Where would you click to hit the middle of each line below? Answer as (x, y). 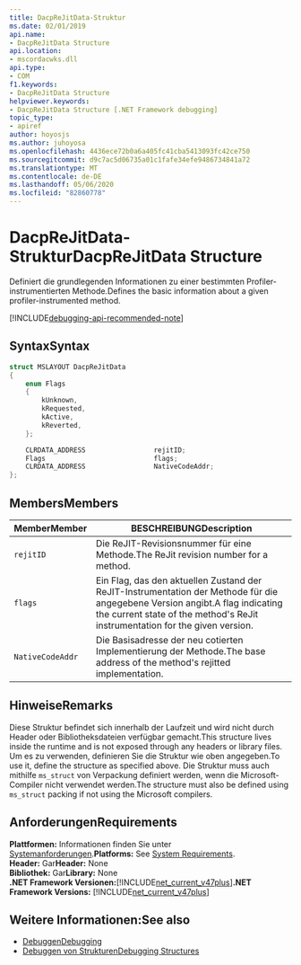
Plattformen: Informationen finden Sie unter (90, 844)
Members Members (64, 503)
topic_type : (31, 118)
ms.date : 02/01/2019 (48, 26)
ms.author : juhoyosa (48, 143)
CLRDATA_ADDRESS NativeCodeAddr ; (120, 467)
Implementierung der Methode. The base (181, 651)
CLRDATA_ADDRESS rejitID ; (106, 450)
